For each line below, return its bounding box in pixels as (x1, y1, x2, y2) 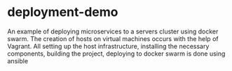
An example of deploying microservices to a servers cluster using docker (7, 27, 219, 35)
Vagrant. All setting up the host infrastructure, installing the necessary (7, 42, 210, 50)
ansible (7, 56, 29, 65)
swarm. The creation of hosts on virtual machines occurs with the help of (7, 34, 219, 42)
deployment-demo (7, 4, 118, 20)
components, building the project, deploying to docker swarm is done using (7, 49, 226, 58)
